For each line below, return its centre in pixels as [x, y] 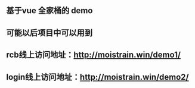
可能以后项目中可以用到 [49, 32]
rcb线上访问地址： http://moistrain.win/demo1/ [93, 55]
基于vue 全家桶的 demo [49, 11]
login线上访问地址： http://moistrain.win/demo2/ [97, 77]
